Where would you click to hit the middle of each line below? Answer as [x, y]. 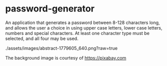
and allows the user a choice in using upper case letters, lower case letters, [84, 27]
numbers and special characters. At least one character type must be [77, 33]
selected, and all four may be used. [42, 38]
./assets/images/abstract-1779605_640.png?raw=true [61, 48]
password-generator [50, 9]
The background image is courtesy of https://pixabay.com [66, 57]
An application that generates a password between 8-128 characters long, [83, 22]
